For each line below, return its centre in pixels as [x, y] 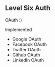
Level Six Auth [28, 8]
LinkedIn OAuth [28, 60]
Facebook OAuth [29, 44]
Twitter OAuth [27, 49]
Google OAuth [27, 39]
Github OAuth [26, 55]
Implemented [19, 30]
